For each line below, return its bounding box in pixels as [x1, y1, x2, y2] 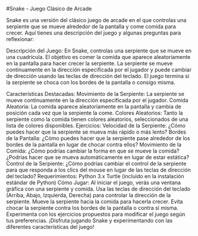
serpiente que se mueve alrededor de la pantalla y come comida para [6, 23, 177, 30]
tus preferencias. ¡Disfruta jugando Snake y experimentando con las [6, 217, 173, 224]
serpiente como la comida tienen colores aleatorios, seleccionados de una [6, 116, 188, 123]
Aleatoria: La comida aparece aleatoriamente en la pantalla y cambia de [6, 103, 181, 110]
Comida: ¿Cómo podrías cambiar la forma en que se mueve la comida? [6, 147, 180, 154]
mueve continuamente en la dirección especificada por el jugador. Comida [6, 97, 188, 104]
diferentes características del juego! [6, 223, 95, 230]
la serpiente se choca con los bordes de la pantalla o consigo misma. [6, 79, 175, 86]
